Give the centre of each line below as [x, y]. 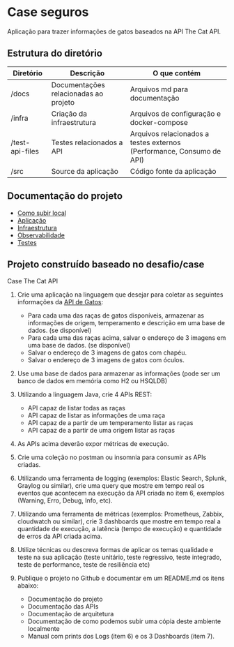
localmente [44, 629]
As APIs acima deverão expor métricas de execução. [93, 444]
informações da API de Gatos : [60, 302]
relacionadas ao [77, 94]
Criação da [69, 114]
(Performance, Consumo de [175, 151]
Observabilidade [41, 235]
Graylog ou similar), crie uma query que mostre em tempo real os [111, 486]
